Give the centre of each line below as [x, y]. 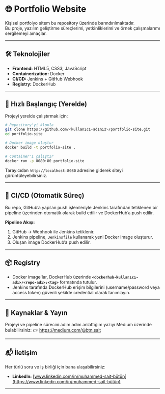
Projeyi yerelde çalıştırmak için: [37, 116]
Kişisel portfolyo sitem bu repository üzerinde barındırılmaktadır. [70, 23]
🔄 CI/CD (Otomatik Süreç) [45, 196]
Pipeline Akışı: [20, 222]
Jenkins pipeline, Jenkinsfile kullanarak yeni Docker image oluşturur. [83, 237]
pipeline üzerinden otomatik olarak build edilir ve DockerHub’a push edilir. [80, 213]
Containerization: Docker [38, 73]
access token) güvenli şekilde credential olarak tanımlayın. [71, 293]
